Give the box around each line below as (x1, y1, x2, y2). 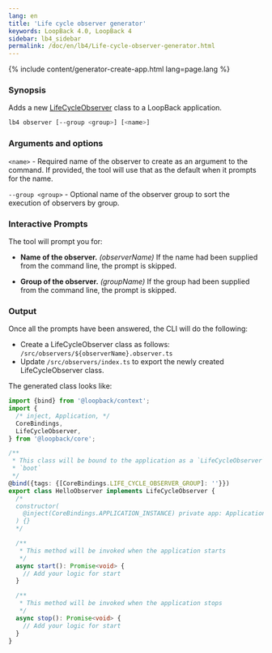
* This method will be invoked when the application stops (19, 599, 223, 608)
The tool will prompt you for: (8, 236, 103, 246)
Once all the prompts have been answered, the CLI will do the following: (8, 324, 249, 333)
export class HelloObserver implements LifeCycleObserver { (8, 487, 216, 495)
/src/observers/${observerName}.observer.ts (19, 350, 173, 358)
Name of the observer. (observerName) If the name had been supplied (19, 252, 258, 262)
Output (8, 305, 37, 316)
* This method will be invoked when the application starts (19, 547, 227, 555)
